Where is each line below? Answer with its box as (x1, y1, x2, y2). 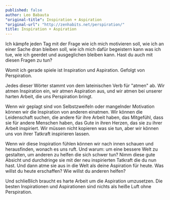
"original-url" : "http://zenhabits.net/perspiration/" (5, 22, 125, 27)
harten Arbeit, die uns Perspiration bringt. (5, 94, 93, 100)
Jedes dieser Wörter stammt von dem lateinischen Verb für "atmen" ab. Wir (5, 83, 165, 89)
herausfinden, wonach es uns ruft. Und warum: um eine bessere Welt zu (5, 146, 158, 152)
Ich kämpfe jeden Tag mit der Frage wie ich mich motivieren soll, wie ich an (5, 41, 164, 47)
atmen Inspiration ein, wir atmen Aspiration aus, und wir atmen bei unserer (5, 88, 163, 94)
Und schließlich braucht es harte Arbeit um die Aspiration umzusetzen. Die (5, 178, 163, 184)
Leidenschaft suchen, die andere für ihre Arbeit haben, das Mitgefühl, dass (5, 114, 164, 121)
